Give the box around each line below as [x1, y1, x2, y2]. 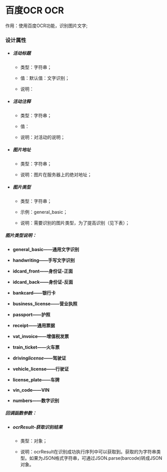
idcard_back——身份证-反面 [12, 279, 73, 285]
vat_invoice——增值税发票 [12, 333, 69, 339]
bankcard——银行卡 [12, 289, 56, 296]
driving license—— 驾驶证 [12, 355, 66, 361]
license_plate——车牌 [12, 376, 60, 383]
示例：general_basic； [20, 209, 68, 215]
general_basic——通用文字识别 [12, 246, 79, 252]
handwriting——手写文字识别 [12, 257, 75, 263]
